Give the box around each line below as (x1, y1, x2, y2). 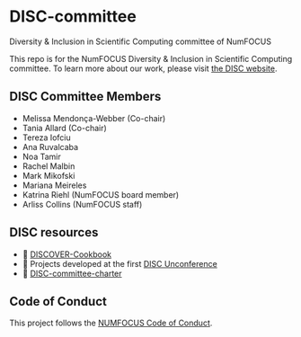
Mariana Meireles (22, 180, 87, 191)
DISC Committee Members (9, 89, 162, 104)
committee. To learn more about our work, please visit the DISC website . (9, 63, 278, 74)
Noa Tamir (22, 151, 61, 162)
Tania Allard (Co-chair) (22, 122, 108, 133)
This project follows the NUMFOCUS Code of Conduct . (9, 317, 213, 329)
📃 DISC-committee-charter (22, 268, 123, 279)
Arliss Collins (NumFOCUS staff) (22, 199, 143, 209)
